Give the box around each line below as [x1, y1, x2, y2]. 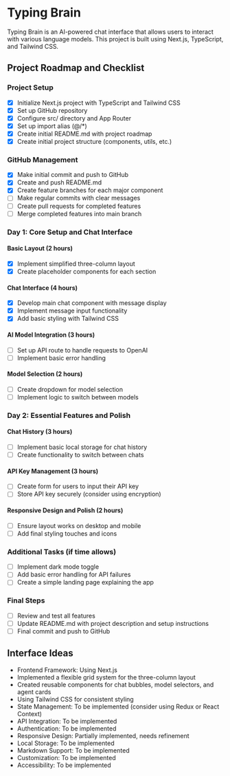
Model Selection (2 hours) [7, 370, 83, 378]
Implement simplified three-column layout [16, 260, 135, 268]
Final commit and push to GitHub [16, 627, 111, 635]
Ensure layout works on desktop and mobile [16, 521, 141, 529]
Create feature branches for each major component [16, 186, 163, 194]
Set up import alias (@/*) [16, 122, 87, 130]
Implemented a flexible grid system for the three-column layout [16, 673, 196, 681]
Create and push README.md [16, 178, 102, 187]
